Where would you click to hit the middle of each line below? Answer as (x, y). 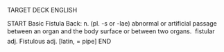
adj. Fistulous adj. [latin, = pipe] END (59, 41)
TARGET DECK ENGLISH (42, 10)
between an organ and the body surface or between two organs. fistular (111, 31)
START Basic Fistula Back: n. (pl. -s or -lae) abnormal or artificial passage (112, 23)
